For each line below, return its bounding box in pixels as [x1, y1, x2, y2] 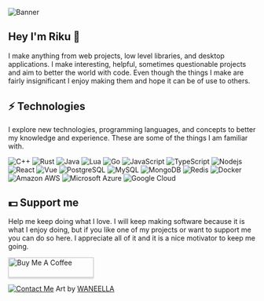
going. [8, 242, 29, 251]
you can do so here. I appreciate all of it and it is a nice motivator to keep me [8, 233, 255, 243]
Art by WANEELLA [55, 284, 115, 294]
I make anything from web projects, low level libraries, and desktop [8, 51, 225, 61]
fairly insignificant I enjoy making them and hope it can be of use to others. [8, 75, 251, 86]
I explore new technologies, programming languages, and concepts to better [8, 124, 256, 134]
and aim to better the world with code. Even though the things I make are [8, 68, 244, 77]
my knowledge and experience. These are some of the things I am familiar [8, 133, 248, 142]
